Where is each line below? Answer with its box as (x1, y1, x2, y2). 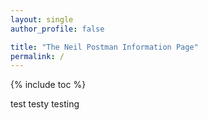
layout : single (10, 14, 74, 25)
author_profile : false (10, 24, 105, 34)
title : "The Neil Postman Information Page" (10, 42, 199, 52)
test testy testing (10, 98, 80, 110)
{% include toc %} (10, 79, 87, 91)
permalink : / (10, 51, 65, 61)
